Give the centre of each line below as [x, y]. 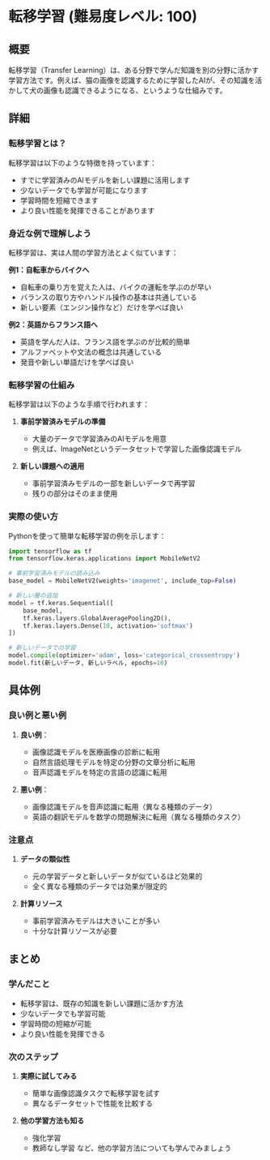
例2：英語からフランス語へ [53, 324]
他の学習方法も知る [52, 1120]
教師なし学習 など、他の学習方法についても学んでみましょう [132, 1148]
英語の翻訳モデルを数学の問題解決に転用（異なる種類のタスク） [138, 817]
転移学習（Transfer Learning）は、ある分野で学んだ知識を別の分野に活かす [134, 70]
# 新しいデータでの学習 [42, 648]
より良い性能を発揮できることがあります [87, 210]
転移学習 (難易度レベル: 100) [103, 17]
